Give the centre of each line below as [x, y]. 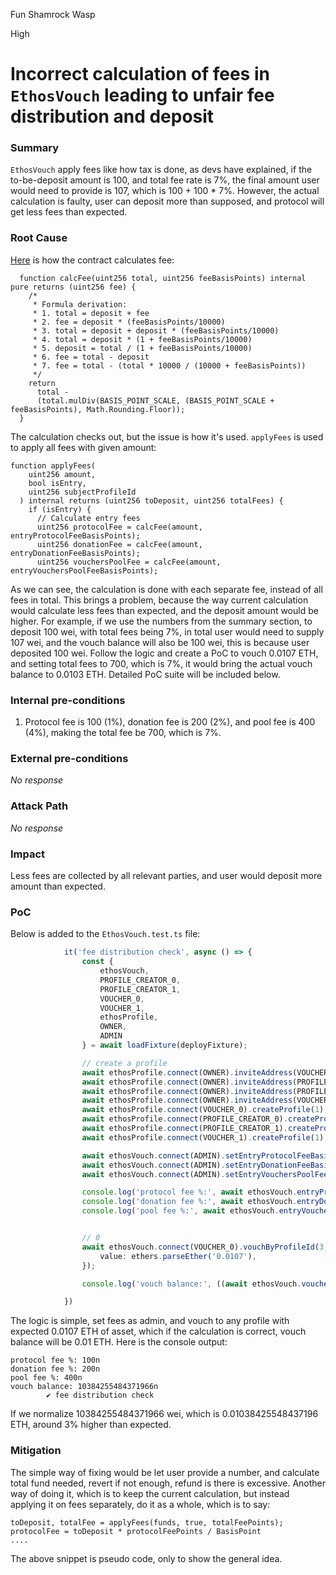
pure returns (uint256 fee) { [73, 287]
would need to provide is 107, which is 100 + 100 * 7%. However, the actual [165, 191]
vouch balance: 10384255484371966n [84, 1387]
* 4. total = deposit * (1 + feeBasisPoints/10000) [142, 339]
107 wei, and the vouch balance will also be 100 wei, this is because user [160, 642]
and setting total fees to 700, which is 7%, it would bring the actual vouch [161, 663]
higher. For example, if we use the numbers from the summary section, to [161, 621]
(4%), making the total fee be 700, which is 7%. [123, 733]
